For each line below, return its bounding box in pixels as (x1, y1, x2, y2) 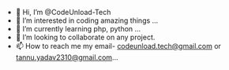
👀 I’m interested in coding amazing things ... (15, 16, 159, 25)
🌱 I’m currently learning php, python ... (15, 24, 141, 33)
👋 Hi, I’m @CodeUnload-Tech (15, 8, 111, 17)
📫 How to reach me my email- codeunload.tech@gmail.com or (15, 42, 221, 50)
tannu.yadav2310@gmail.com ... (15, 53, 118, 62)
